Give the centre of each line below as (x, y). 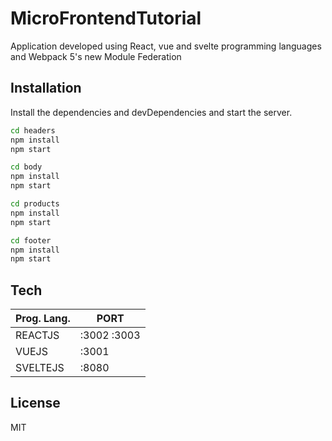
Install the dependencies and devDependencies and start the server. (151, 112)
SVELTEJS (40, 368)
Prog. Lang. (43, 319)
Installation (46, 88)
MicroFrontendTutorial (106, 18)
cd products (35, 204)
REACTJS (37, 335)
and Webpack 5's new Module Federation (96, 56)
